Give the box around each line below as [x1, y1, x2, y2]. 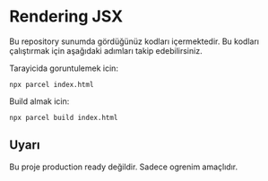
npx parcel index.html [9, 80, 94, 89]
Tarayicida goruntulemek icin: [9, 63, 119, 73]
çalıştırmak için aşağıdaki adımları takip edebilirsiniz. [9, 45, 203, 56]
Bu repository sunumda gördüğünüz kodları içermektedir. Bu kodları [9, 36, 260, 47]
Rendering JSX [9, 6, 124, 27]
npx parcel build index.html [9, 113, 118, 122]
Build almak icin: [9, 96, 70, 107]
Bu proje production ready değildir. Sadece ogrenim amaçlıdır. [9, 161, 238, 172]
